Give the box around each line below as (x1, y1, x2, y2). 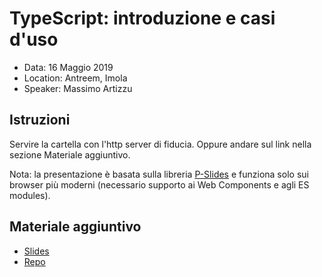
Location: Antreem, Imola (23, 72, 128, 84)
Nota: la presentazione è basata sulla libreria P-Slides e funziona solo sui (9, 168, 309, 180)
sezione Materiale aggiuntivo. (9, 148, 131, 161)
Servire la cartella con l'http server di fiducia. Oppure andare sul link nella (9, 138, 312, 150)
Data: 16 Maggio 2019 (23, 61, 114, 73)
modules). (9, 189, 51, 201)
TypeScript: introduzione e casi (9, 7, 276, 30)
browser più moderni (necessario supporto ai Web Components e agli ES (9, 178, 310, 191)
